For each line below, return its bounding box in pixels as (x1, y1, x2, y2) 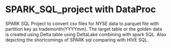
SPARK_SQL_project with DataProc (5, 4, 156, 15)
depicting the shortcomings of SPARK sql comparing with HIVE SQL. (5, 37, 149, 43)
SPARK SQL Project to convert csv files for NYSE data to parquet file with (5, 20, 159, 27)
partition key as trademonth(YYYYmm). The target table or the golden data (5, 26, 162, 32)
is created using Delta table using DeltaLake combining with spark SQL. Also (5, 31, 166, 37)
